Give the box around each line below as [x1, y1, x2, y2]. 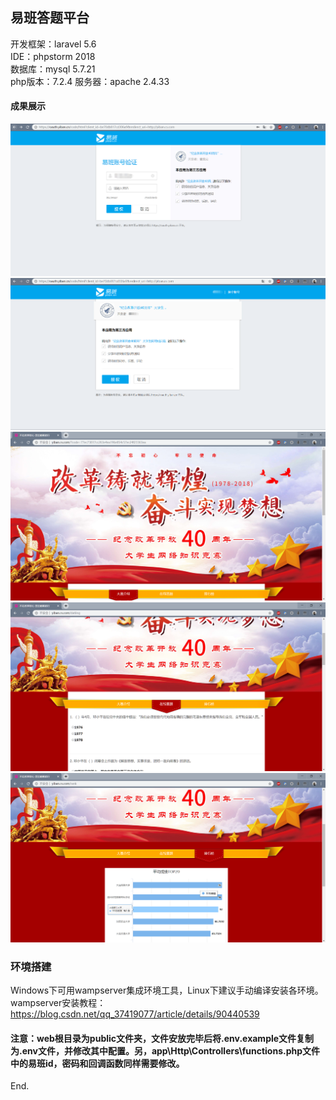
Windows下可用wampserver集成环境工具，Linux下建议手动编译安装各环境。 [10, 984, 324, 996]
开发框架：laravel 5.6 [10, 38, 97, 50]
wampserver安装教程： [10, 996, 107, 1008]
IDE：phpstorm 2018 [10, 50, 96, 62]
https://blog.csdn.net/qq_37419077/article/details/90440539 [10, 1008, 260, 1020]
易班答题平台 [10, 9, 90, 27]
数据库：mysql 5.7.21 [10, 63, 96, 75]
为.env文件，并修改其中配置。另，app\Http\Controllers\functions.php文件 [10, 1044, 321, 1057]
